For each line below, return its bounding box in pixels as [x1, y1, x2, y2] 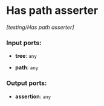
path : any [15, 64, 39, 71]
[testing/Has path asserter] [6, 23, 74, 31]
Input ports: [6, 39, 42, 47]
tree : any [15, 52, 37, 60]
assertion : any [15, 93, 51, 100]
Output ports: [6, 79, 47, 87]
